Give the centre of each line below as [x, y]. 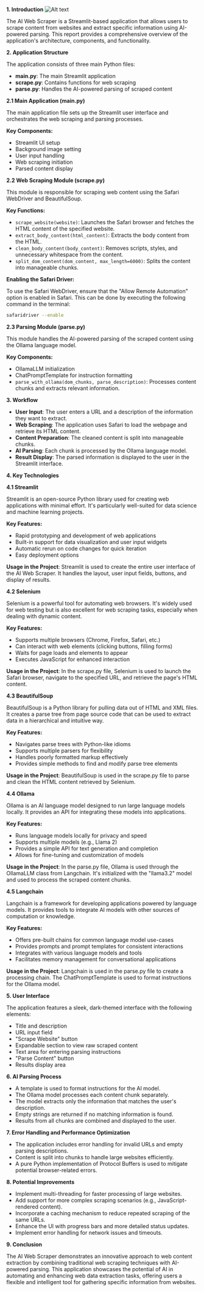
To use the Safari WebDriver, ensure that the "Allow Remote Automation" [97, 291]
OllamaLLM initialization [45, 369]
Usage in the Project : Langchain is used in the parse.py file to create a [95, 971]
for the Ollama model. [33, 984]
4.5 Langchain [25, 891]
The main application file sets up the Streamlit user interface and [87, 112]
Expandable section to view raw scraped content [76, 1045]
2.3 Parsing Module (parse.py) [46, 327]
